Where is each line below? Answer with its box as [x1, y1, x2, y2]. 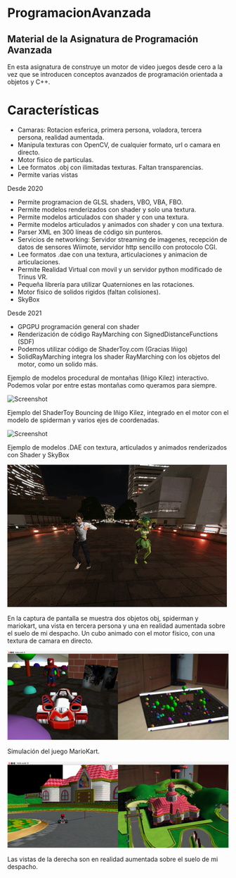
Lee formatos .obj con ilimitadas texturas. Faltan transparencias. [17, 163, 204, 171]
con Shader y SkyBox [7, 450, 70, 459]
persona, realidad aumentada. [17, 132, 105, 142]
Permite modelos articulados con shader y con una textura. [17, 213, 190, 221]
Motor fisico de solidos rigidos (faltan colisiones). [17, 287, 161, 296]
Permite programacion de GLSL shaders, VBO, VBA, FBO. [17, 197, 183, 206]
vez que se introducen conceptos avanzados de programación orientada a [7, 70, 223, 78]
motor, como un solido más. [17, 359, 98, 368]
